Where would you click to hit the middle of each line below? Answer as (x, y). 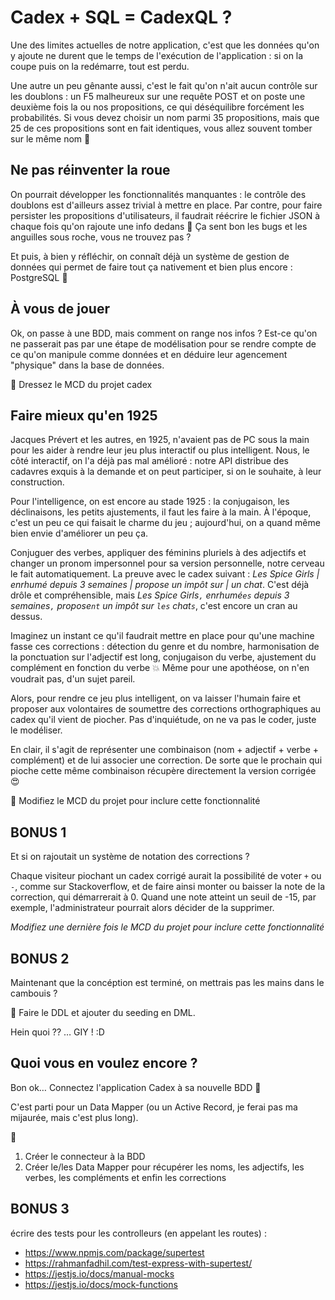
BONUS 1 (38, 832)
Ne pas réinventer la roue (90, 170)
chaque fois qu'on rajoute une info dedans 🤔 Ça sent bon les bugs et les (159, 226)
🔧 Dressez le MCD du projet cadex (81, 384)
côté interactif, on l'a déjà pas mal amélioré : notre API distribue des (149, 461)
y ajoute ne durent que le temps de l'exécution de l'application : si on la (157, 55)
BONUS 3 (40, 1209)
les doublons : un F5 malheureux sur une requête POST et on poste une (158, 96)
